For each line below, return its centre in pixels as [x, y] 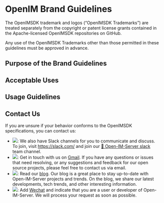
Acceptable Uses [32, 80]
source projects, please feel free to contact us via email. [69, 168]
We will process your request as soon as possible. [86, 195]
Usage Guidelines [33, 97]
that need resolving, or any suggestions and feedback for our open [80, 162]
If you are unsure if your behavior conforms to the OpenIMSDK [69, 125]
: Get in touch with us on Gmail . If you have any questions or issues [85, 157]
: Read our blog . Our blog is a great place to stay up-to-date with [83, 173]
